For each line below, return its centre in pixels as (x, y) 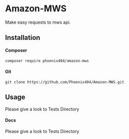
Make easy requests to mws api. (38, 22)
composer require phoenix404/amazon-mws (47, 61)
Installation (23, 38)
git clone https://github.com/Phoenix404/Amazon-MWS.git (65, 82)
